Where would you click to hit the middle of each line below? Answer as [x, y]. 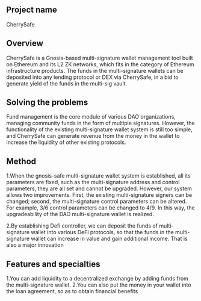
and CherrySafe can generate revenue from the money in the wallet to [93, 136]
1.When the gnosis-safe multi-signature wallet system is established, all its [98, 176]
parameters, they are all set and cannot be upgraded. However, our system [99, 188]
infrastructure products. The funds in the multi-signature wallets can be [95, 70]
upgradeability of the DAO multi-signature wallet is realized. [80, 214]
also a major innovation [35, 245]
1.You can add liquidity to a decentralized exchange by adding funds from [97, 279]
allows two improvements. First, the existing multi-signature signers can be [99, 195]
